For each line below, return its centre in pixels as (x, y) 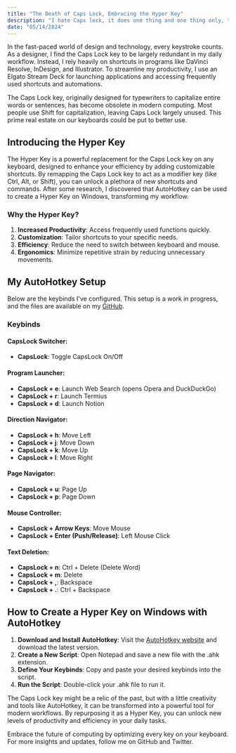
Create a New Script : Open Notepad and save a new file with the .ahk (118, 655)
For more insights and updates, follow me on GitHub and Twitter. (100, 742)
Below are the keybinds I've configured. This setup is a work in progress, (113, 299)
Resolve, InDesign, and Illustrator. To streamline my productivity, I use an (112, 69)
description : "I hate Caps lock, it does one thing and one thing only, (116, 20)
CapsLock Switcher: (38, 341)
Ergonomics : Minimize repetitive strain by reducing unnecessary (111, 252)
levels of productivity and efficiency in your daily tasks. (87, 721)
